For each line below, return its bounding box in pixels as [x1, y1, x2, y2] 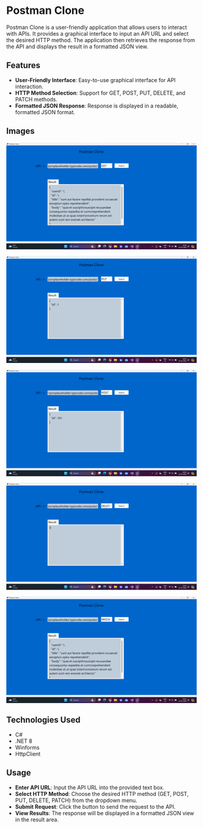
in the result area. [14, 816, 59, 823]
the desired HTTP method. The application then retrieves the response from [6, 36, 195, 43]
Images [6, 126, 35, 136]
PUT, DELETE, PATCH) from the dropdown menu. [14, 797, 138, 804]
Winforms [14, 743, 40, 751]
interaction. [14, 83, 43, 90]
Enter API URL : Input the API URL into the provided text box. [14, 783, 165, 791]
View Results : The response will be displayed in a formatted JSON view [14, 809, 195, 817]
